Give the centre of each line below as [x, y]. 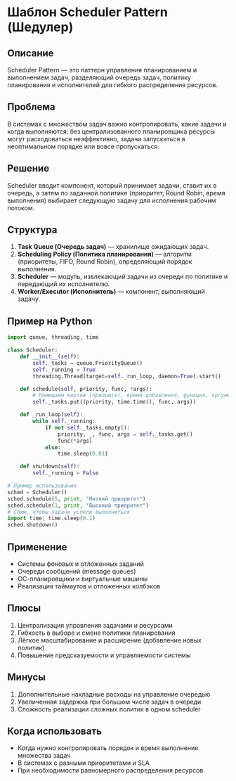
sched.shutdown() [33, 525]
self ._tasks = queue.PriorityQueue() [87, 363]
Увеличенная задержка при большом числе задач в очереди [109, 702]
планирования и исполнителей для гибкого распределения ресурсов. [113, 85]
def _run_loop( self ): [51, 415]
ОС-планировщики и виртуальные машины [83, 579]
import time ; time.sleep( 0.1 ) [52, 518]
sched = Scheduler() [38, 492]
